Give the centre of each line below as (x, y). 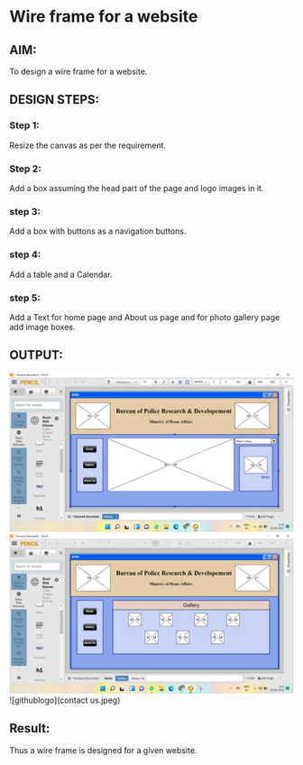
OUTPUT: (36, 355)
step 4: (25, 254)
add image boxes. (42, 327)
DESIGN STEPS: (55, 100)
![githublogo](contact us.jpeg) (65, 700)
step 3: (25, 211)
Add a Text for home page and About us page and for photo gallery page (145, 317)
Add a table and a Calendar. (61, 274)
